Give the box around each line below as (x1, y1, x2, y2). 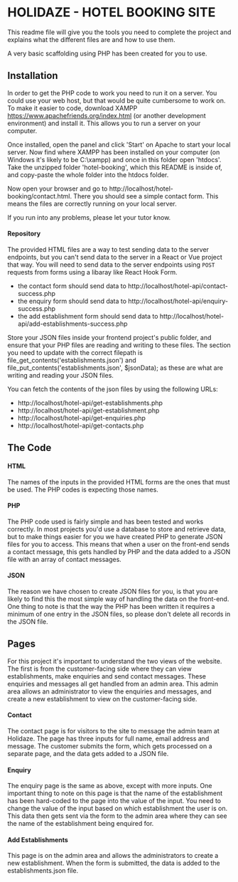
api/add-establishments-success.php (17, 319, 128, 328)
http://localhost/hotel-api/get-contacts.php (17, 421, 144, 430)
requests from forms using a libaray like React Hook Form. (7, 267, 178, 276)
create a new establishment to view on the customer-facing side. (7, 694, 198, 703)
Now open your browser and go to (7, 184, 108, 193)
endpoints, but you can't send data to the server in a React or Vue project (7, 253, 222, 261)
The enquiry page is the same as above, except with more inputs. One (7, 782, 212, 790)
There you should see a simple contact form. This (73, 191, 219, 200)
